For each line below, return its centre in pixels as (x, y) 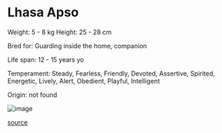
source (18, 122)
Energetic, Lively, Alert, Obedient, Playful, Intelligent (84, 81)
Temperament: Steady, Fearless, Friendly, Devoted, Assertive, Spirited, (111, 73)
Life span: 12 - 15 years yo (46, 59)
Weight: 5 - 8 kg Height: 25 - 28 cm (60, 32)
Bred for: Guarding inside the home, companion (77, 46)
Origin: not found (32, 95)
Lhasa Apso (43, 12)
